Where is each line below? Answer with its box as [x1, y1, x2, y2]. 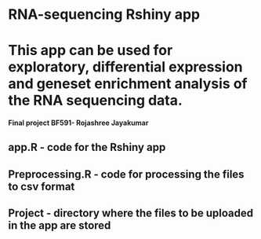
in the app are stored [8, 219, 111, 233]
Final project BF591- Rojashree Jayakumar [8, 118, 149, 127]
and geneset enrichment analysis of [8, 75, 248, 93]
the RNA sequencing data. [8, 92, 183, 109]
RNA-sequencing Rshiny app [8, 6, 201, 24]
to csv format [8, 179, 75, 193]
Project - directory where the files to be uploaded [8, 207, 253, 220]
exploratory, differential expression [8, 58, 243, 76]
